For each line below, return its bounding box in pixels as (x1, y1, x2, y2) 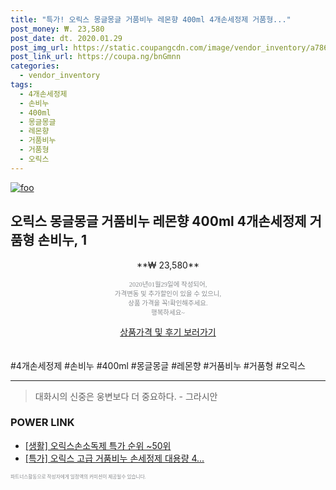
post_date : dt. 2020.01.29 (10, 33, 123, 43)
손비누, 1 (37, 232, 87, 249)
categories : (10, 61, 60, 71)
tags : (10, 80, 33, 90)
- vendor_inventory (19, 71, 101, 81)
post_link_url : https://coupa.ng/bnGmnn (10, 52, 182, 62)
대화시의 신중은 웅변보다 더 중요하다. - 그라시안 (34, 390, 218, 402)
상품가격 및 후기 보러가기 (119, 326, 217, 338)
